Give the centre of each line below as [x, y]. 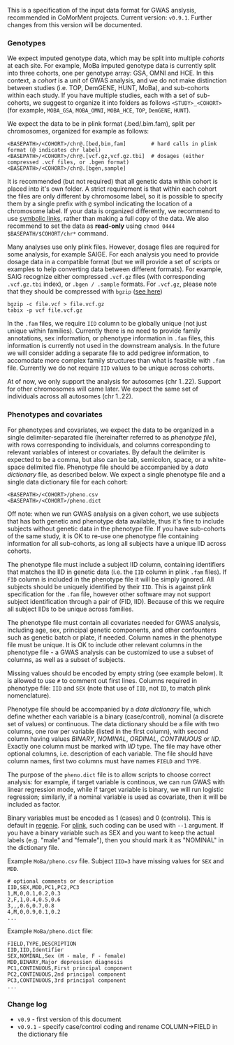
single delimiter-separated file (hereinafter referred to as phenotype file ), [112, 437]
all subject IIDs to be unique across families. [71, 609]
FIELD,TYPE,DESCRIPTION [42, 944]
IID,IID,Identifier [36, 950]
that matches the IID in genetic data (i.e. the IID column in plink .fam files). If [117, 572]
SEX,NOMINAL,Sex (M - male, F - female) [67, 956]
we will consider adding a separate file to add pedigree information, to [108, 353]
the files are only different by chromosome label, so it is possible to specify [115, 196]
